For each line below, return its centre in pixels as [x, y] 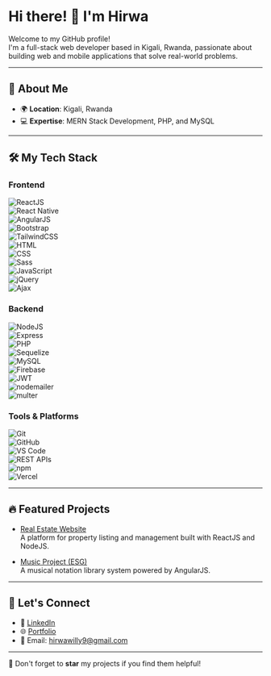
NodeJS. [35, 546]
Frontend [27, 185]
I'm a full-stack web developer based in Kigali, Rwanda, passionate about [130, 47]
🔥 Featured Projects [59, 509]
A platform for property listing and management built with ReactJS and [138, 537]
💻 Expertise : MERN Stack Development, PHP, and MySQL [117, 121]
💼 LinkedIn [38, 622]
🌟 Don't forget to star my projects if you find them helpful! [105, 663]
